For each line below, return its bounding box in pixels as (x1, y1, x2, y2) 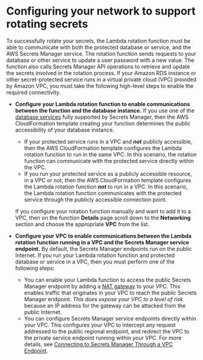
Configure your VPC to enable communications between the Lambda (14, 232, 192, 239)
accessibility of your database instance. (14, 126, 115, 133)
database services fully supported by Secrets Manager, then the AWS (14, 113, 189, 121)
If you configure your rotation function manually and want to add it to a (14, 207, 192, 215)
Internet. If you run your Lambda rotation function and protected (14, 252, 175, 259)
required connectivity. (6, 88, 61, 96)
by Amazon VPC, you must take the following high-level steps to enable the (6, 82, 194, 89)
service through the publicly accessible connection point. (24, 196, 167, 203)
